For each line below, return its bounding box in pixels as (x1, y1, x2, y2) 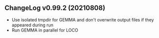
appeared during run (11, 22, 53, 28)
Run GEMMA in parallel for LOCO (11, 27, 79, 33)
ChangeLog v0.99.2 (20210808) (4, 4, 106, 12)
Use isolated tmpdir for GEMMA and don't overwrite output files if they (11, 17, 154, 22)
